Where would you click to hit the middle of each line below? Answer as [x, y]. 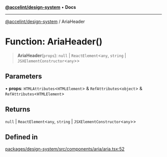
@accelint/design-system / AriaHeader [45, 21]
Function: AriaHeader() [54, 42]
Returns [18, 109]
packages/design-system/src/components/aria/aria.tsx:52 [65, 149]
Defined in [22, 137]
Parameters [24, 77]
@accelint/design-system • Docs [41, 7]
